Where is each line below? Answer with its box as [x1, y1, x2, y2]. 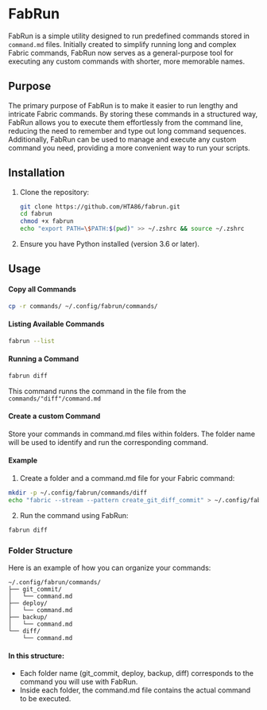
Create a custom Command [8, 412, 101, 421]
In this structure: [8, 650, 65, 661]
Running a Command [8, 354, 79, 364]
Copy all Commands [8, 284, 77, 295]
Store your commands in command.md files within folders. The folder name [8, 429, 256, 439]
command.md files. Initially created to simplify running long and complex [8, 39, 237, 49]
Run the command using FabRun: [19, 510, 129, 520]
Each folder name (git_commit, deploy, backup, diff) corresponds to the [19, 669, 254, 678]
